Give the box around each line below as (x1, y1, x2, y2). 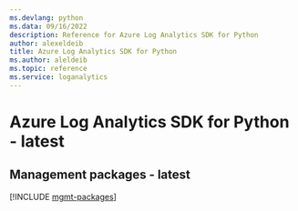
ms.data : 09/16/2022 (9, 22, 88, 31)
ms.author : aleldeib (9, 55, 88, 65)
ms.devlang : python (9, 13, 84, 23)
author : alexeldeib (9, 38, 84, 48)
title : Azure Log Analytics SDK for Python (9, 47, 178, 56)
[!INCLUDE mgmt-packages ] (9, 191, 117, 202)
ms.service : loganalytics (9, 73, 108, 82)
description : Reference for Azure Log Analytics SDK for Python (9, 30, 259, 39)
